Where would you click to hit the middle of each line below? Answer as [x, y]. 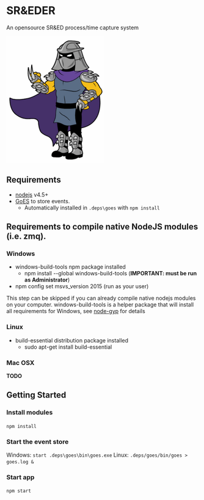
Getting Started [36, 395]
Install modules [30, 413]
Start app [20, 477]
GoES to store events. [42, 201]
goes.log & [20, 462]
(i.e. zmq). [26, 237]
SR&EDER [31, 11]
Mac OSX [20, 363]
